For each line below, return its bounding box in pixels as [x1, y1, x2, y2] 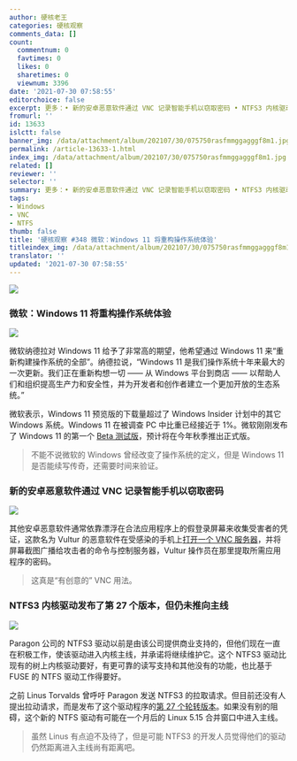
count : [9, 37, 34, 47]
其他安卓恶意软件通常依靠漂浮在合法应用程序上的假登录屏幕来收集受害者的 [9, 523, 280, 534]
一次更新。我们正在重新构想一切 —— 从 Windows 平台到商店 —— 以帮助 [9, 368, 273, 379]
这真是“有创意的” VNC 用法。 [30, 575, 137, 586]
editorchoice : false [9, 95, 86, 104]
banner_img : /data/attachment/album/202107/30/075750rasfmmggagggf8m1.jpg [9, 136, 291, 145]
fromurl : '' [9, 111, 53, 120]
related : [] [9, 161, 53, 170]
